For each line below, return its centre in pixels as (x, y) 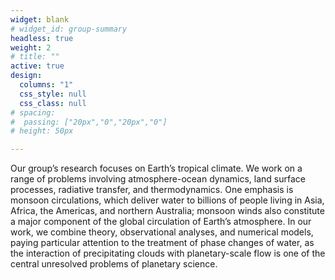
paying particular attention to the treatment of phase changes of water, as (162, 243)
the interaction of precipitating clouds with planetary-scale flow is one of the (168, 253)
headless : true (42, 38)
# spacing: (33, 112)
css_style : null (53, 94)
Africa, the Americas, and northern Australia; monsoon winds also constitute (167, 211)
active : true (37, 66)
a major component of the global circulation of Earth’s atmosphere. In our (161, 222)
